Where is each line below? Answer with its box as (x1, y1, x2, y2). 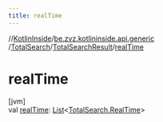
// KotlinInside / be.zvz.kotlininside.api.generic (8, 33, 155, 43)
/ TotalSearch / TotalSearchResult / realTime (8, 41, 144, 52)
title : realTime (8, 11, 62, 20)
